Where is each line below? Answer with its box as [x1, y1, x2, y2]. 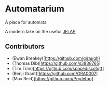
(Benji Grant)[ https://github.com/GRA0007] [12, 71, 98, 76]
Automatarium [5, 3, 65, 14]
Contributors [5, 42, 45, 51]
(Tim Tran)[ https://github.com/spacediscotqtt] [12, 65, 104, 71]
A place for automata [5, 19, 47, 25]
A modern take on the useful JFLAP [5, 28, 76, 34]
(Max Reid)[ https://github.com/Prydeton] [12, 75, 94, 81]
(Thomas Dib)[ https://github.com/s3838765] [12, 60, 101, 66]
